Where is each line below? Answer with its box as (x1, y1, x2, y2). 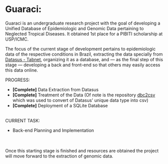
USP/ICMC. (5, 36, 29, 42)
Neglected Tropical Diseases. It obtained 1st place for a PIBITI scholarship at (5, 31, 163, 37)
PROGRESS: (5, 77, 30, 83)
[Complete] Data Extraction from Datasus (12, 86, 99, 92)
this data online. (5, 67, 39, 73)
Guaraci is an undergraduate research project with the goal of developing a (5, 20, 160, 26)
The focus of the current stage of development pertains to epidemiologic (5, 46, 156, 52)
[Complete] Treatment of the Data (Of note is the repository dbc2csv (12, 92, 155, 98)
